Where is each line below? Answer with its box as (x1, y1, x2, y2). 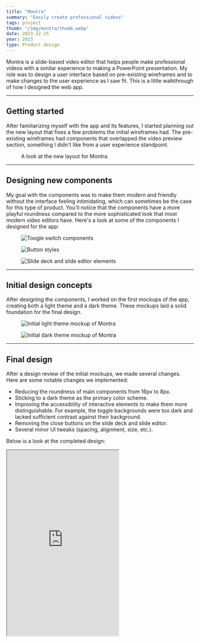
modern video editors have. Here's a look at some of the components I (6, 217, 180, 224)
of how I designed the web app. (6, 83, 84, 90)
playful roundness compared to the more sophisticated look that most (6, 210, 177, 217)
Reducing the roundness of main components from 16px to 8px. (14, 388, 171, 396)
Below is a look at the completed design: (6, 438, 106, 445)
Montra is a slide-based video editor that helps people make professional (6, 58, 186, 65)
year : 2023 (6, 36, 33, 42)
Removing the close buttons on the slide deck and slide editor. (14, 420, 168, 427)
